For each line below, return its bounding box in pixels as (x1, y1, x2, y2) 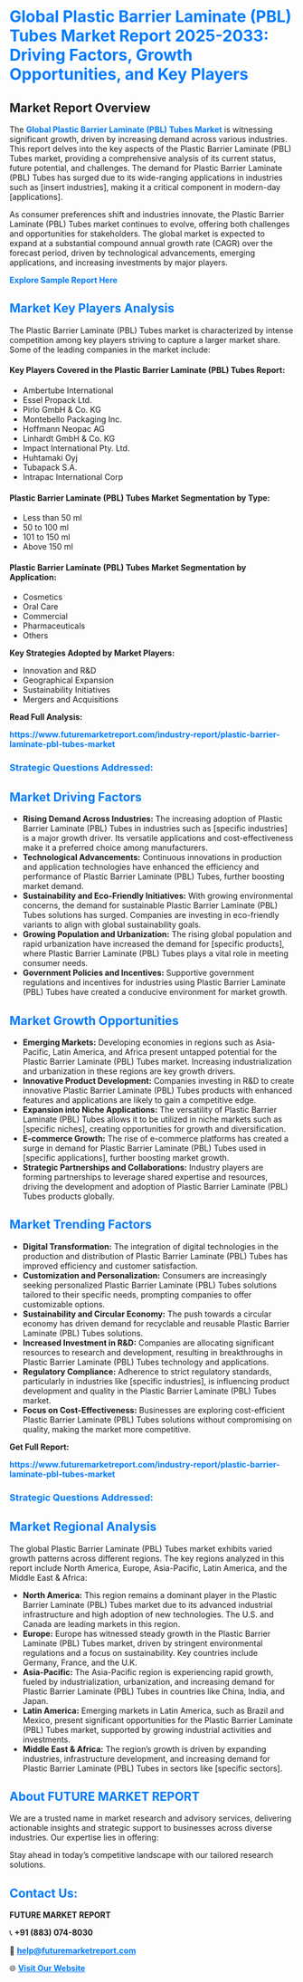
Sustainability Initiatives (22, 685, 111, 695)
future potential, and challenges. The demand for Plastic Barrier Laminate (9, 163, 283, 173)
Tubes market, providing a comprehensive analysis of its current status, (9, 153, 277, 164)
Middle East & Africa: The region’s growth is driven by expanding (22, 1743, 267, 1754)
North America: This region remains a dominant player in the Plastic (22, 1589, 278, 1600)
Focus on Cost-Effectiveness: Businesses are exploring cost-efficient (22, 1404, 285, 1415)
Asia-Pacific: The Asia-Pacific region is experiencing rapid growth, (22, 1666, 274, 1677)
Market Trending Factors (9, 1217, 152, 1232)
